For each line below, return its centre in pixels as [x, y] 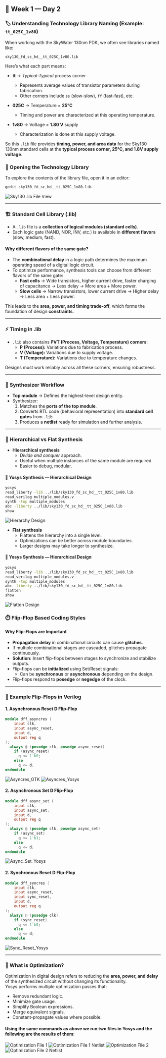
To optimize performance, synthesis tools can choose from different [82, 270]
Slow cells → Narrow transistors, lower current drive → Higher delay [89, 291]
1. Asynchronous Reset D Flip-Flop [41, 709]
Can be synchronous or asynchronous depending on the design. [87, 674]
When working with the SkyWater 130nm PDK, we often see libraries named [82, 42]
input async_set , [32, 810]
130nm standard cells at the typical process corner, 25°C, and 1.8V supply [82, 149]
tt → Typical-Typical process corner [49, 75]
